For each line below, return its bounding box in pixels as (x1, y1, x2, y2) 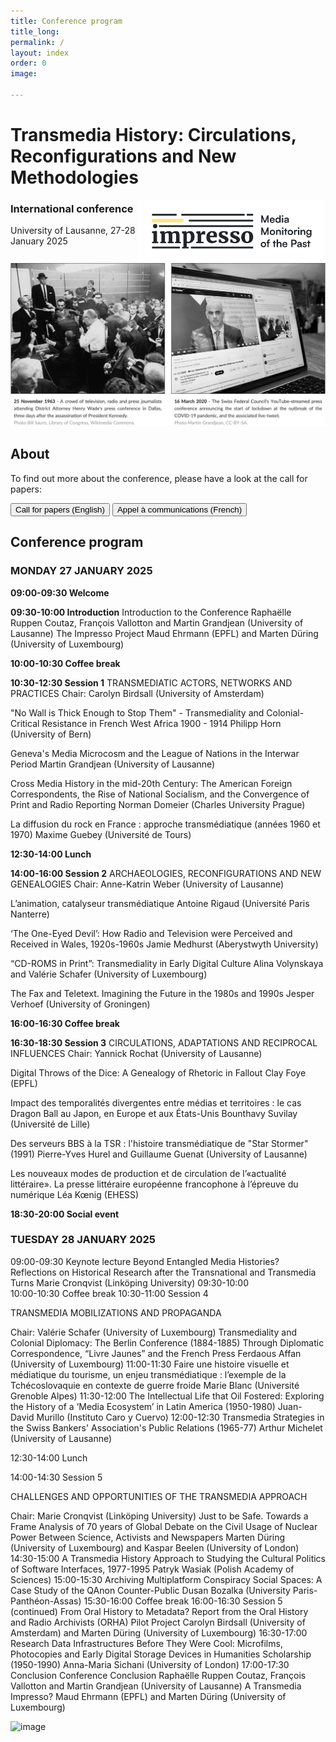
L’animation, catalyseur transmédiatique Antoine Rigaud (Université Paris (10, 897, 310, 909)
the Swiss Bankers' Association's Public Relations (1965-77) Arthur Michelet (10, 1421, 323, 1434)
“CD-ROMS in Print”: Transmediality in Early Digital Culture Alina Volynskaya (10, 957, 324, 969)
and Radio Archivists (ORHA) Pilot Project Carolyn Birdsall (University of (10, 1616, 306, 1628)
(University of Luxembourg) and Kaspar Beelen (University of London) (10, 1541, 300, 1554)
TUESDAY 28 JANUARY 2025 (10, 1233, 156, 1247)
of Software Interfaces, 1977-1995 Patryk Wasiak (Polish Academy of (10, 1563, 295, 1575)
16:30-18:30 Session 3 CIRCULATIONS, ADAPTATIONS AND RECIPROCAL (10, 1036, 318, 1049)
